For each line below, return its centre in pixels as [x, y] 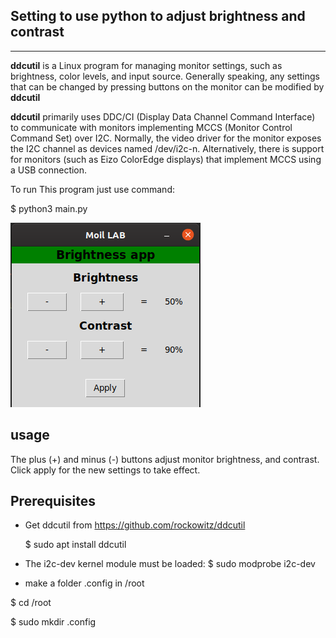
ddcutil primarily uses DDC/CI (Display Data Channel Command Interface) [163, 116]
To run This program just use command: [92, 189]
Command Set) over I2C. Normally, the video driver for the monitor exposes [166, 138]
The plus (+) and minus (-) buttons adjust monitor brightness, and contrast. [165, 459]
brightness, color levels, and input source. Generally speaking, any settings [165, 76]
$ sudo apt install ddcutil [75, 545]
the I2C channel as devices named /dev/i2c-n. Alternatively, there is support [167, 148]
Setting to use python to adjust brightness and [158, 16]
